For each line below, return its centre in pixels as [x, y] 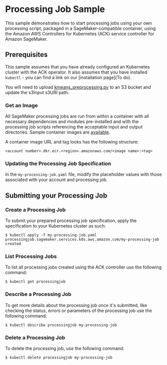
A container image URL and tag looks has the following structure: [72, 142]
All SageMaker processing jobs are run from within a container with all [77, 116]
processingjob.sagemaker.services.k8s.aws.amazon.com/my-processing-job [82, 239]
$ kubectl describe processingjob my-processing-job [61, 325]
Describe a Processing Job [38, 294]
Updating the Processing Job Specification [58, 163]
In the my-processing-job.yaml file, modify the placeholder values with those [83, 174]
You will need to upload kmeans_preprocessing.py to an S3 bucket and [78, 87]
